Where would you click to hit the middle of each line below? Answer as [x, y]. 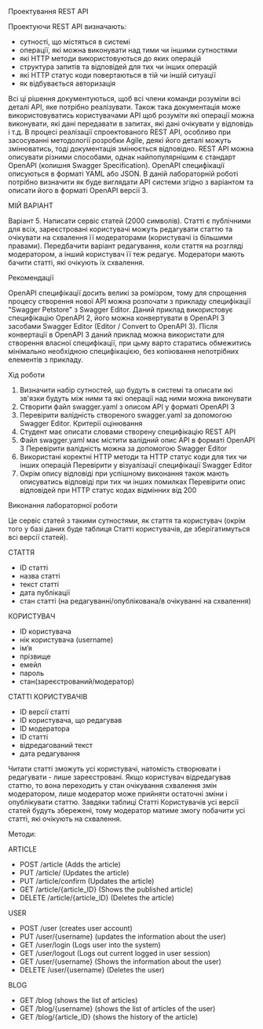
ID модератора [45, 728]
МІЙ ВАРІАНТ [31, 206]
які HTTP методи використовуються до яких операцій [110, 58]
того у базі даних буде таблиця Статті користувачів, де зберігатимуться [129, 529]
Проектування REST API [48, 11]
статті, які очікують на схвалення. [65, 819]
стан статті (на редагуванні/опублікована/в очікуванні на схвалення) [135, 601]
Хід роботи [27, 375]
